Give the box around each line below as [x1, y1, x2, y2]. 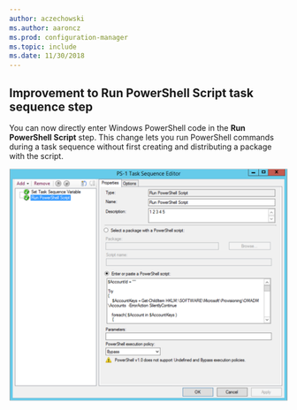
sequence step [9, 99, 93, 114]
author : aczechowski [9, 14, 86, 23]
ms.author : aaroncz [9, 23, 81, 33]
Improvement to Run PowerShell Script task [9, 85, 254, 101]
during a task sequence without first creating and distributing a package [9, 141, 272, 152]
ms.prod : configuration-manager [9, 33, 128, 42]
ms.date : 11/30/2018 [9, 51, 86, 61]
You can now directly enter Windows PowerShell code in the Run [9, 122, 246, 133]
